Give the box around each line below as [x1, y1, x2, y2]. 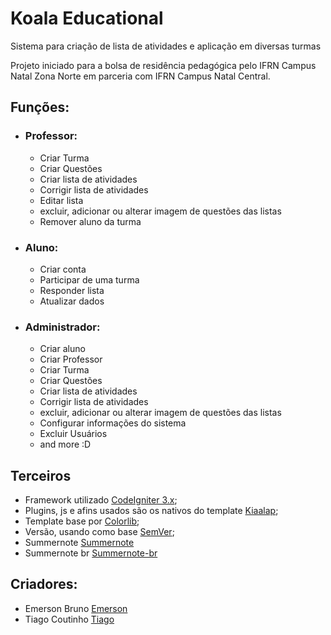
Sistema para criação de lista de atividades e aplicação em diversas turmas [10, 40, 322, 52]
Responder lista [39, 284, 105, 296]
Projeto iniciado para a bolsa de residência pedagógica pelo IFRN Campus [10, 59, 317, 71]
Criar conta [39, 263, 87, 275]
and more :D [39, 438, 92, 451]
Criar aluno [39, 343, 86, 355]
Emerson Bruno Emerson [24, 602, 128, 614]
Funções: [10, 99, 70, 116]
